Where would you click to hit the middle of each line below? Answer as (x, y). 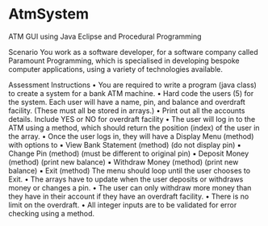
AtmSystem (49, 14)
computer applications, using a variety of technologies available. (116, 69)
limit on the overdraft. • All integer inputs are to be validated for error (123, 205)
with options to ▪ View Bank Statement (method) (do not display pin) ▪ (125, 144)
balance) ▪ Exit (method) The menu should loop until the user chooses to (130, 170)
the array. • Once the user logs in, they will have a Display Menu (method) (131, 136)
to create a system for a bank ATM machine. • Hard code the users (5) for (131, 93)
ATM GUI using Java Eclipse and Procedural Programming (105, 36)
